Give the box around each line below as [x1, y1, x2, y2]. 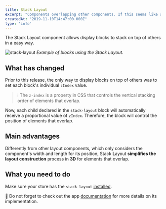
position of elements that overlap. [5, 118, 74, 124]
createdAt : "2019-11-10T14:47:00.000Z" [5, 16, 87, 21]
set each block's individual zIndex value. [5, 82, 87, 88]
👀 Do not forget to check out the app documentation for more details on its [5, 193, 157, 199]
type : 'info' [5, 21, 32, 26]
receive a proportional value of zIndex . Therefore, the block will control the [5, 112, 157, 119]
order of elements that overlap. [17, 98, 81, 104]
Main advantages [5, 132, 60, 141]
